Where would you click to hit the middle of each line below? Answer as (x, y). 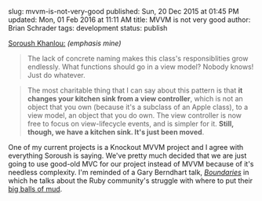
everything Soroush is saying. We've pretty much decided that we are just (127, 155)
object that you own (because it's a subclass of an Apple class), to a (138, 107)
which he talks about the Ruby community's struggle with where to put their (131, 181)
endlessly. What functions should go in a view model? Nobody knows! (140, 67)
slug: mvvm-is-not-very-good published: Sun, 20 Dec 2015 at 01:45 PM (124, 11)
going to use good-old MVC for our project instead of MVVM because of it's (131, 164)
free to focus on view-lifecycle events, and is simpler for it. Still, (130, 124)
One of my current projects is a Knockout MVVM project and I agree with (126, 147)
